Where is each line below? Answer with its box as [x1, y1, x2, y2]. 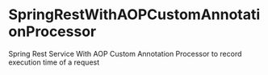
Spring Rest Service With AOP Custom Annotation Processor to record [8, 49, 242, 58]
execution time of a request [8, 57, 100, 67]
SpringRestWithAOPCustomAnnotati [8, 6, 261, 24]
